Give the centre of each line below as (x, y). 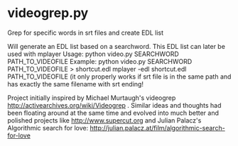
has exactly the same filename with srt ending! (76, 84)
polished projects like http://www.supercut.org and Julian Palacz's (104, 120)
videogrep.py (48, 13)
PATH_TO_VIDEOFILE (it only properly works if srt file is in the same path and (119, 77)
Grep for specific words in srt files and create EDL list (86, 33)
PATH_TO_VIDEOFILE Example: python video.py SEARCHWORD (100, 61)
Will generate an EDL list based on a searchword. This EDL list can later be (117, 46)
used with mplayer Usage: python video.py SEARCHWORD (93, 54)
